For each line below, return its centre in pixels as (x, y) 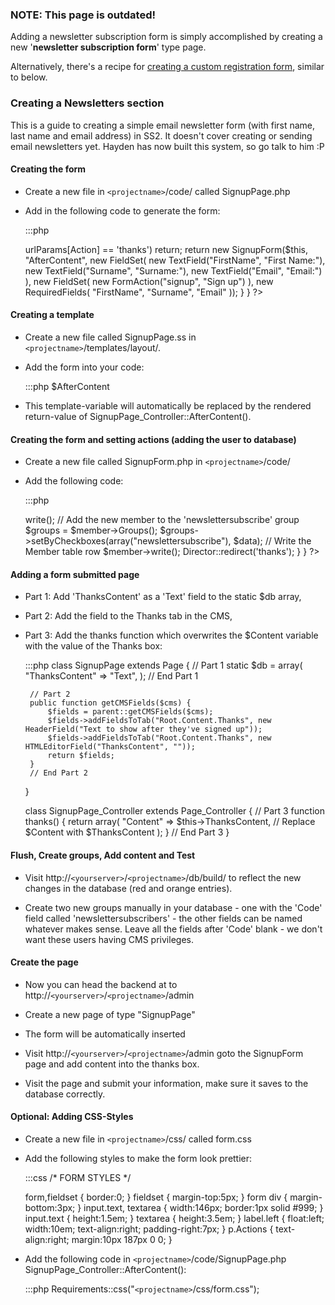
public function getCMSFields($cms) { (110, 703)
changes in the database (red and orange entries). (128, 888)
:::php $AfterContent (67, 386)
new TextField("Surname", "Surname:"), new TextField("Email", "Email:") (173, 270)
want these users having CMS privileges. (109, 939)
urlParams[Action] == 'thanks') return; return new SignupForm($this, (166, 249)
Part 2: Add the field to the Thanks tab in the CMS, (128, 616)
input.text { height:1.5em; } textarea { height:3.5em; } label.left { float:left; (174, 1219)
